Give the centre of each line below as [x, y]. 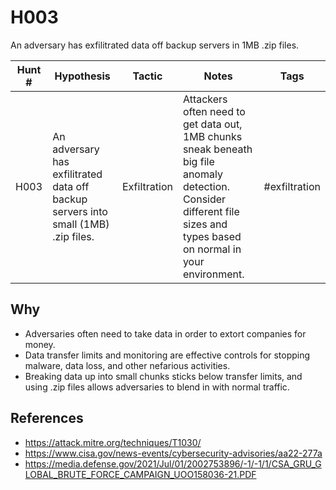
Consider [204, 199]
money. [40, 344]
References [47, 418]
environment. [213, 274]
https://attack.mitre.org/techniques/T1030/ [113, 442]
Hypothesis [82, 76]
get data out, [212, 124]
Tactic [147, 76]
